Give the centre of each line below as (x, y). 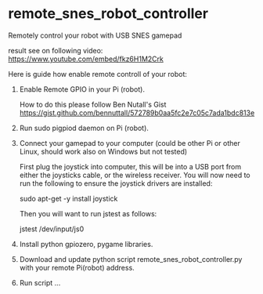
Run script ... (40, 282)
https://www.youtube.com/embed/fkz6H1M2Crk (86, 59)
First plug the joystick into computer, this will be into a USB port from (130, 166)
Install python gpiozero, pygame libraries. (86, 244)
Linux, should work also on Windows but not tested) (103, 151)
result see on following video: (56, 50)
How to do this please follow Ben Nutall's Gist (93, 104)
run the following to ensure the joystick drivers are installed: (116, 183)
